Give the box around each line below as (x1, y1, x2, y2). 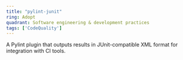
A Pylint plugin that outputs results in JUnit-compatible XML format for (6, 41, 178, 48)
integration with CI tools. (6, 48, 66, 55)
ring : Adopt (6, 14, 36, 20)
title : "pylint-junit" (6, 8, 62, 15)
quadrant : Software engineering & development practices (6, 19, 150, 25)
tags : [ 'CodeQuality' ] (6, 25, 62, 31)
